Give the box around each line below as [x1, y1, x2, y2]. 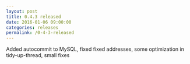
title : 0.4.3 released [6, 14, 61, 20]
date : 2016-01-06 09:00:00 [6, 19, 72, 25]
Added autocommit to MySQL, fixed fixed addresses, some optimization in [6, 46, 185, 52]
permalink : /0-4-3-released [6, 30, 75, 36]
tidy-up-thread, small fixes [6, 52, 70, 59]
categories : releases [6, 24, 59, 31]
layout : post [6, 8, 38, 14]
